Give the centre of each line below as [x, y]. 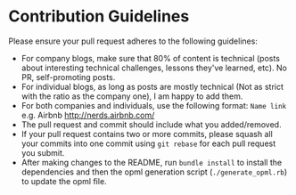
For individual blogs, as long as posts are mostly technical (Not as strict [152, 86]
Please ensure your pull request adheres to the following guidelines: [133, 41]
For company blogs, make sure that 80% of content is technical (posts [150, 58]
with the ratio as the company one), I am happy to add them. [132, 96]
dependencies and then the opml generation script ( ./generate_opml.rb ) [154, 172]
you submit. [43, 152]
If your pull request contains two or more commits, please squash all [147, 134]
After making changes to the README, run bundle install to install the [152, 162]
